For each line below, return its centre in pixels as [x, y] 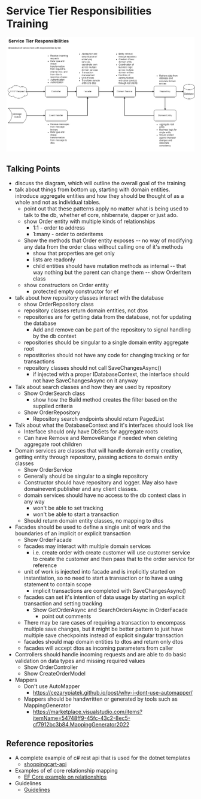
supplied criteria [53, 406]
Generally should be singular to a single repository [86, 476]
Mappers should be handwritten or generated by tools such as [100, 699]
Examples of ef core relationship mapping [66, 771]
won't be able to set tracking [68, 508]
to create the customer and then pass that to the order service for [114, 559]
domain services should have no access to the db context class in [105, 495]
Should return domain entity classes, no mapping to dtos [94, 521]
